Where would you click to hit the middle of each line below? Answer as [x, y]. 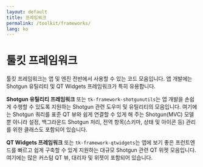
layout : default [27, 12]
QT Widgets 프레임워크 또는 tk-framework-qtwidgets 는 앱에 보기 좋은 [90, 143]
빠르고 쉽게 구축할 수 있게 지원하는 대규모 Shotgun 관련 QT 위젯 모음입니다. [107, 150]
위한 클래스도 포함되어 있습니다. [50, 130]
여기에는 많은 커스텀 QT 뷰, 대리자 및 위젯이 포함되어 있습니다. [80, 158]
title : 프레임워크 [26, 18]
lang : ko [17, 29]
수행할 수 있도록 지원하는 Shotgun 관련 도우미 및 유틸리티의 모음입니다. [97, 107]
